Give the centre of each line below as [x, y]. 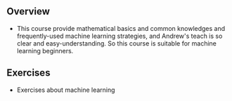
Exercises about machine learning [66, 90]
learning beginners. [45, 50]
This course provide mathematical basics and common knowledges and [121, 28]
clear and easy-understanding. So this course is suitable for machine [117, 43]
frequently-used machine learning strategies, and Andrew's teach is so [120, 36]
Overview [28, 12]
